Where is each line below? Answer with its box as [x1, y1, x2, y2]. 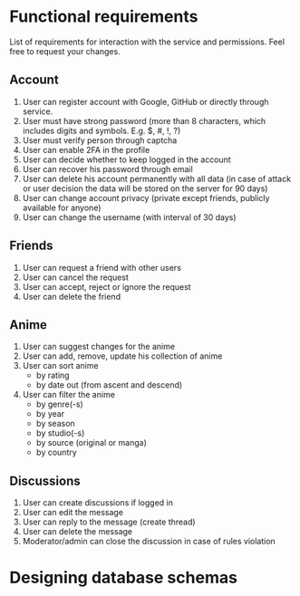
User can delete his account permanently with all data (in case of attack [22, 173, 292, 184]
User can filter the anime [22, 389, 116, 400]
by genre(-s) [35, 399, 83, 409]
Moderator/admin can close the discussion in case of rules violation [22, 536, 276, 547]
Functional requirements [9, 6, 198, 27]
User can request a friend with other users [22, 262, 181, 273]
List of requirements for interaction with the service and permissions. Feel [9, 36, 285, 47]
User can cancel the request [22, 272, 130, 283]
